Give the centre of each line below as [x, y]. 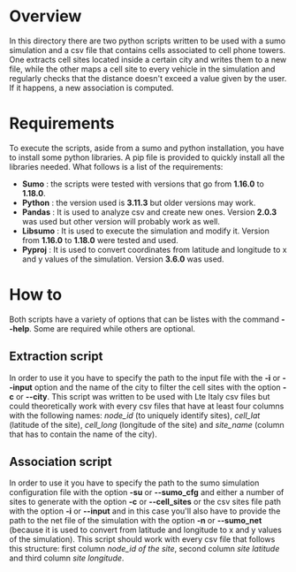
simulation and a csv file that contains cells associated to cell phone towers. [147, 50]
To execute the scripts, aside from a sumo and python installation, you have [147, 148]
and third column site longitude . [67, 558]
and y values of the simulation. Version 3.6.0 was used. [123, 259]
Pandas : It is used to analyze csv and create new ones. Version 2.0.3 [149, 212]
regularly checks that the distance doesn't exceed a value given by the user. [148, 78]
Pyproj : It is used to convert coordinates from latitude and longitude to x [154, 249]
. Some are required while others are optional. [113, 328]
